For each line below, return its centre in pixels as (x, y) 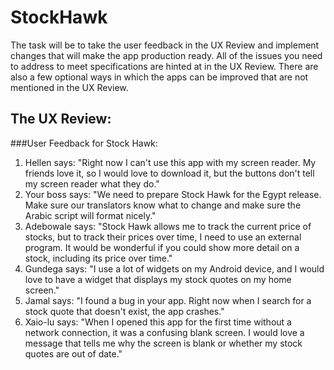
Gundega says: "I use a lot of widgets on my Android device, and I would (174, 268)
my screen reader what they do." (92, 183)
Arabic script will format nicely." (90, 215)
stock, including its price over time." (98, 258)
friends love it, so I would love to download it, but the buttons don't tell (169, 173)
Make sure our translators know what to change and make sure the (163, 205)
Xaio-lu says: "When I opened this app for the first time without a (158, 322)
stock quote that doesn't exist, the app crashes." (124, 311)
